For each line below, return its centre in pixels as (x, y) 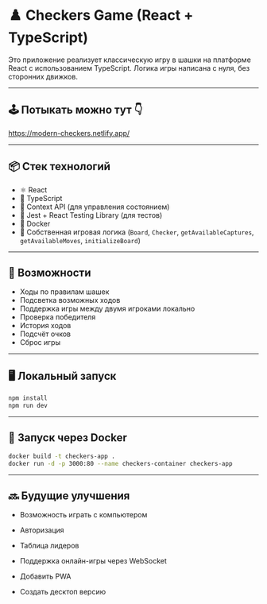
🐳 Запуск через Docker (68, 438)
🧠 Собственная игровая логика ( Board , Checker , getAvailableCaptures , (137, 232)
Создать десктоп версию (62, 592)
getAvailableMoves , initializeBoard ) (80, 240)
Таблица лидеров (49, 546)
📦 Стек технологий (60, 166)
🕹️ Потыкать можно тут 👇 (75, 110)
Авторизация (42, 530)
